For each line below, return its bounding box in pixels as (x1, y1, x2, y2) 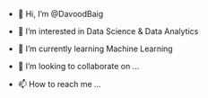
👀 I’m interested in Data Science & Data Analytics (17, 26, 199, 36)
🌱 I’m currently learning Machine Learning (17, 43, 173, 54)
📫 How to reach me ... (17, 79, 101, 89)
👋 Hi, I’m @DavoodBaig (17, 9, 104, 19)
